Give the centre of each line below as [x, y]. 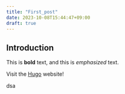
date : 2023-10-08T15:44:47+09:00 [48, 18]
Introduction [30, 48]
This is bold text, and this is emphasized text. [62, 62]
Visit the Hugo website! [35, 74]
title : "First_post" [32, 12]
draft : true [21, 23]
